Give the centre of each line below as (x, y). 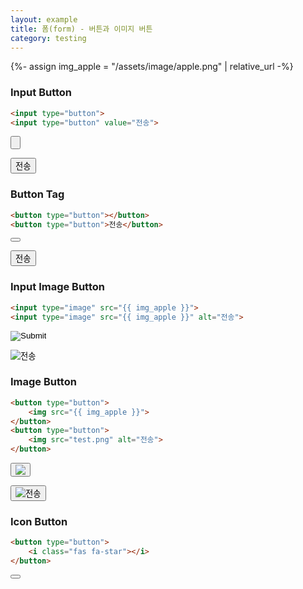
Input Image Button (57, 287)
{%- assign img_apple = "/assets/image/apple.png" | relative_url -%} (152, 67)
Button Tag (37, 194)
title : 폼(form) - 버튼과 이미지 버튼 (81, 29)
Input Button (41, 93)
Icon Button (39, 521)
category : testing (48, 38)
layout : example (44, 19)
